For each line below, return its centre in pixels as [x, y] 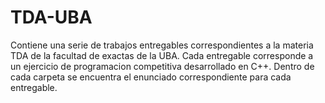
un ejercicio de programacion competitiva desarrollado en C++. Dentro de [162, 66]
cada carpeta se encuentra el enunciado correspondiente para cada [151, 77]
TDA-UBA [51, 17]
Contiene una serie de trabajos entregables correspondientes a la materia [162, 45]
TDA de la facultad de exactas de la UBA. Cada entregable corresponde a [162, 55]
